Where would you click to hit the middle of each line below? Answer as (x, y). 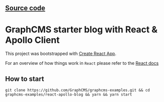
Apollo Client (32, 40)
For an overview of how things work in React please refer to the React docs (82, 63)
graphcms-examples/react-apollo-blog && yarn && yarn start (69, 95)
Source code (25, 8)
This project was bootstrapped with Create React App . (61, 53)
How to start (25, 79)
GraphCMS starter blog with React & (82, 29)
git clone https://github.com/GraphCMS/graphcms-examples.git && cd (78, 90)
